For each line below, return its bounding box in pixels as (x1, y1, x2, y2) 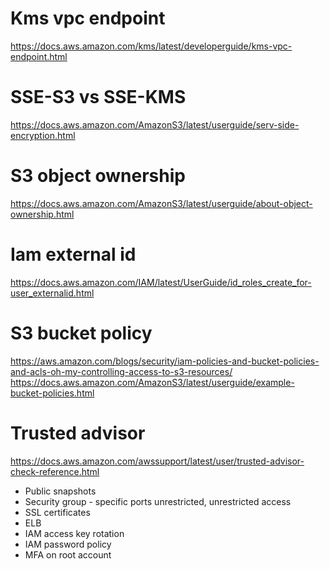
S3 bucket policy (10, 322, 153, 344)
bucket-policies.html (10, 387, 95, 399)
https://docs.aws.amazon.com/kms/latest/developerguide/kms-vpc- (10, 40, 293, 52)
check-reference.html (10, 465, 100, 477)
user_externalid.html (10, 287, 95, 299)
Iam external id (10, 243, 137, 266)
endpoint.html (10, 50, 68, 62)
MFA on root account (24, 548, 112, 561)
